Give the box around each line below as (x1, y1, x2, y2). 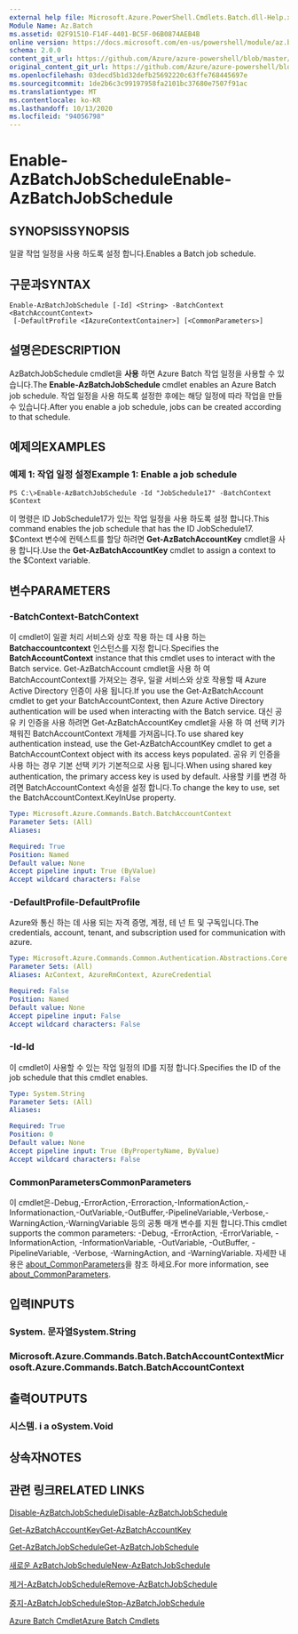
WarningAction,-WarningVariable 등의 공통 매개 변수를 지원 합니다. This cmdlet (9, 1218, 287, 1229)
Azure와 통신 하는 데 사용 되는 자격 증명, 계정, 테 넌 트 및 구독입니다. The (9, 917, 259, 928)
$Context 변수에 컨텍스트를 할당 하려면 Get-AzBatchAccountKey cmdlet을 (9, 534, 277, 545)
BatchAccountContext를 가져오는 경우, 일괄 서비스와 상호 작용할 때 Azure (9, 675, 267, 685)
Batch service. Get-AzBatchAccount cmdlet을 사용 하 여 (9, 663, 211, 674)
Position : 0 (9, 1130, 53, 1139)
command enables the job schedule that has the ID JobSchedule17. (9, 524, 255, 534)
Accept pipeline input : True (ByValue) (9, 867, 157, 876)
